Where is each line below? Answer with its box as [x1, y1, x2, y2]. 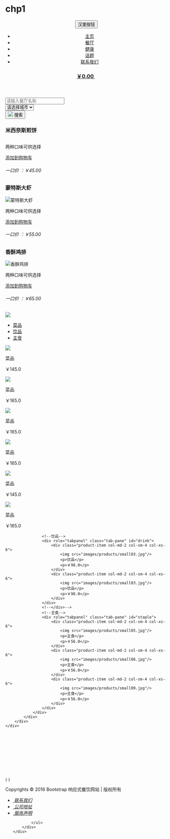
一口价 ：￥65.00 [5, 295, 41, 302]
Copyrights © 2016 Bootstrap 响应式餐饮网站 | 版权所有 [5, 786, 122, 792]
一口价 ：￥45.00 [5, 167, 42, 173]
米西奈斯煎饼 [5, 126, 37, 133]
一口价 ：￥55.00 [5, 231, 41, 238]
